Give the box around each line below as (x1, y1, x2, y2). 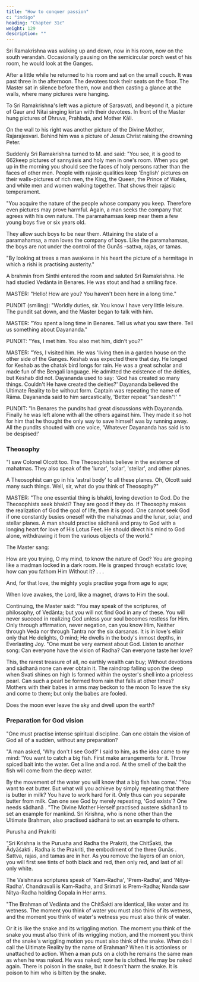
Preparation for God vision (6, 716, 84, 725)
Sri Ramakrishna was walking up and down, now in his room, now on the (6, 47, 183, 54)
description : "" (6, 31, 46, 37)
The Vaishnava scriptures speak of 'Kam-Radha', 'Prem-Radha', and (6, 876, 173, 883)
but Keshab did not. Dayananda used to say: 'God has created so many (6, 375, 180, 382)
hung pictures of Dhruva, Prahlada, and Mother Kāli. (6, 114, 134, 122)
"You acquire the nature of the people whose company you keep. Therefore (6, 200, 191, 207)
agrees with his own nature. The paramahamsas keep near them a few (6, 213, 178, 220)
